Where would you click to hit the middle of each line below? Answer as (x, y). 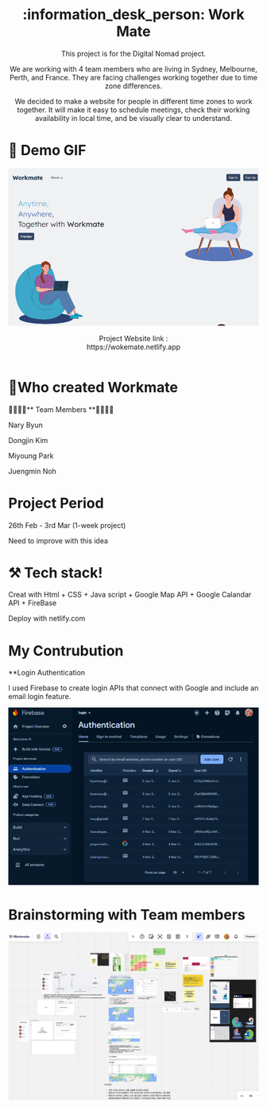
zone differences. (133, 86)
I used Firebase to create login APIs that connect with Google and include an (133, 688)
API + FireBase (33, 603)
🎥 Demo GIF (47, 151)
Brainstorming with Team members (127, 914)
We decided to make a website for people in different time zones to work (133, 101)
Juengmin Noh (33, 471)
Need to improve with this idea (58, 540)
